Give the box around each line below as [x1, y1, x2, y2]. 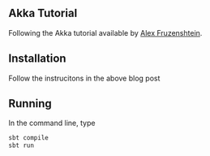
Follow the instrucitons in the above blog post [8, 73, 161, 83]
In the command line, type [8, 118, 96, 128]
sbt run [8, 141, 35, 149]
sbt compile [8, 134, 49, 142]
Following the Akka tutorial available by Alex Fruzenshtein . [8, 28, 203, 37]
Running [8, 97, 53, 110]
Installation [8, 52, 66, 66]
